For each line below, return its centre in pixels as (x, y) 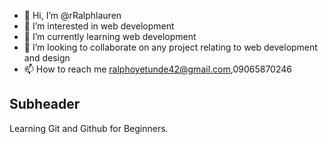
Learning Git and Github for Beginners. (89, 128)
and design (47, 58)
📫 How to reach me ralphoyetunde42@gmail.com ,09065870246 (157, 69)
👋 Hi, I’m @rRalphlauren (72, 15)
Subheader (45, 104)
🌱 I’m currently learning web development (110, 36)
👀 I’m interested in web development (99, 26)
